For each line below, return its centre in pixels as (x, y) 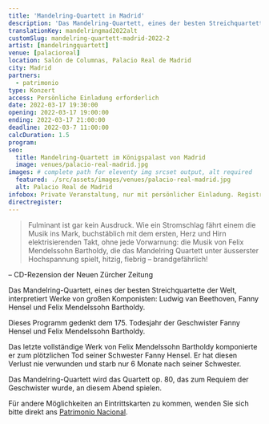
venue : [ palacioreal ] (44, 53)
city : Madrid (30, 68)
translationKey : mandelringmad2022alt (73, 30)
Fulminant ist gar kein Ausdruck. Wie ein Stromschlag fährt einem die (142, 224)
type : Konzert (32, 90)
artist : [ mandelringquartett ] (59, 46)
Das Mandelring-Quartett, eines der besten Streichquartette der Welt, (123, 290)
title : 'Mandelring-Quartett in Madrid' (77, 16)
